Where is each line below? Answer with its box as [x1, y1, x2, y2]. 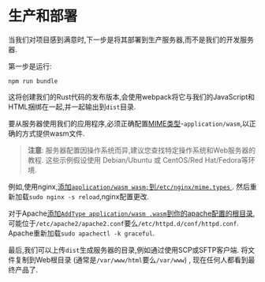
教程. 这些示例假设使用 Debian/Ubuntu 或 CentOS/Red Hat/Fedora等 [27, 155, 248, 164]
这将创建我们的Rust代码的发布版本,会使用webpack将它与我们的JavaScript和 [8, 92, 255, 101]
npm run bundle [8, 77, 58, 85]
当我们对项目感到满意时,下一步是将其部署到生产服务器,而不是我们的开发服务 [8, 35, 255, 44]
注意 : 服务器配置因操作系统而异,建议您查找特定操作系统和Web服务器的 [27, 145, 256, 155]
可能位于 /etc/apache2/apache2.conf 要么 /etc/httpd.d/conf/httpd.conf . [8, 218, 239, 227]
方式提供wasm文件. [21, 128, 85, 138]
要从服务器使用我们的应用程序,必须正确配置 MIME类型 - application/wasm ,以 [8, 118, 250, 128]
